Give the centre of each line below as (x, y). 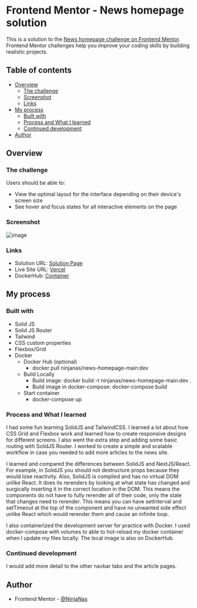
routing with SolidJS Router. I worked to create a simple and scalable (89, 446)
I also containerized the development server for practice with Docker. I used (98, 525)
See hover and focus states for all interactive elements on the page (96, 207)
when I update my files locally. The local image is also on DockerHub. (90, 538)
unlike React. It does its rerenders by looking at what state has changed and (98, 483)
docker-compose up (57, 399)
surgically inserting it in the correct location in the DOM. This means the (93, 489)
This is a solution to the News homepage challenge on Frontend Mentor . (93, 39)
